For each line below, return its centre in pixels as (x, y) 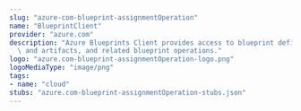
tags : (19, 76)
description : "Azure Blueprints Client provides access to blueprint (142, 43)
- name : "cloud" (39, 84)
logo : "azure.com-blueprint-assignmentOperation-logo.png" (122, 59)
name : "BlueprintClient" (56, 26)
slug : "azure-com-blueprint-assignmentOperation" (104, 17)
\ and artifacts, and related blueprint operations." (120, 51)
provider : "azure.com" (52, 34)
